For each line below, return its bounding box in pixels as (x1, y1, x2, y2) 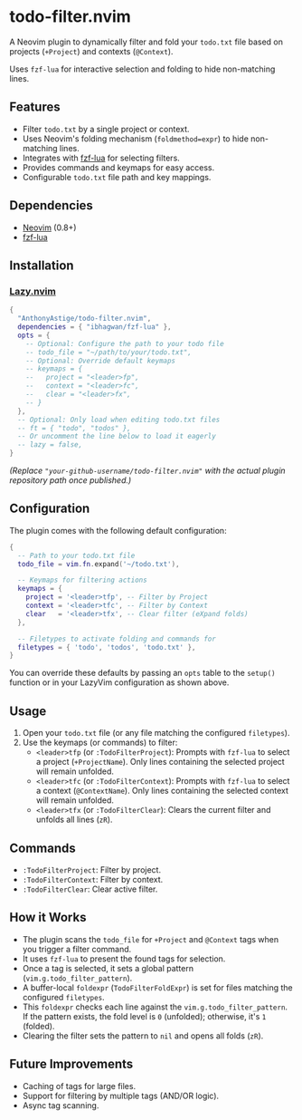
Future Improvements (9, 1057, 134, 1072)
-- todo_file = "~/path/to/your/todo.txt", (25, 347, 193, 357)
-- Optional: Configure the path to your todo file (25, 339, 224, 348)
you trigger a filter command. (22, 943, 132, 954)
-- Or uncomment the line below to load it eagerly (17, 432, 217, 441)
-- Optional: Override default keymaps (25, 356, 176, 365)
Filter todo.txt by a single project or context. (22, 123, 190, 134)
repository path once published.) (9, 475, 132, 486)
